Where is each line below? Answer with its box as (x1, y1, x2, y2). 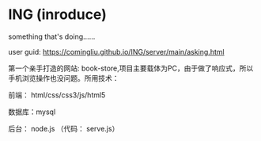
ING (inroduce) (8, 6, 107, 24)
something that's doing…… (8, 32, 96, 41)
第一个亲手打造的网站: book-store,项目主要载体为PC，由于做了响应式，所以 (8, 63, 254, 73)
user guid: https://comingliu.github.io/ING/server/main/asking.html (8, 47, 225, 56)
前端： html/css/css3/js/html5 (8, 90, 106, 100)
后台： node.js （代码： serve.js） (8, 124, 119, 133)
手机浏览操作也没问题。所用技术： (8, 73, 119, 82)
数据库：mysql (8, 107, 56, 116)
